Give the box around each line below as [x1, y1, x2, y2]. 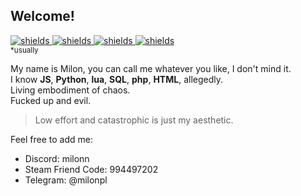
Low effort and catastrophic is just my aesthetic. [34, 114, 234, 126]
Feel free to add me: [10, 133, 94, 145]
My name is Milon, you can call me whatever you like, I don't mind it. [10, 62, 292, 74]
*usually [10, 45, 39, 55]
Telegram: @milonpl [24, 174, 108, 186]
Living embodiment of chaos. [10, 84, 131, 96]
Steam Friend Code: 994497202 [24, 163, 159, 175]
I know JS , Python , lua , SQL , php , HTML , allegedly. [10, 73, 223, 85]
